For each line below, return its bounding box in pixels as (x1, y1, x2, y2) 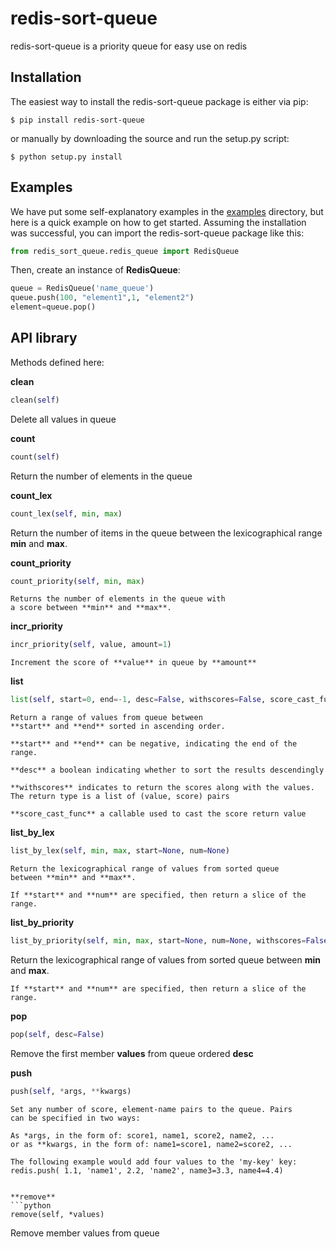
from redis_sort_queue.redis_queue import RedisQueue (10, 246, 240, 256)
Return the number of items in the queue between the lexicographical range (10, 527, 323, 539)
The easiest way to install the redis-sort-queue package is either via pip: (10, 95, 309, 107)
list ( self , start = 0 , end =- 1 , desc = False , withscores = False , (10, 695, 267, 705)
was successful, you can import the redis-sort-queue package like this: (10, 227, 305, 239)
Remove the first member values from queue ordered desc (10, 1047, 254, 1059)
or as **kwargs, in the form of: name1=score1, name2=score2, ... (10, 1139, 293, 1149)
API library (10, 330, 78, 347)
